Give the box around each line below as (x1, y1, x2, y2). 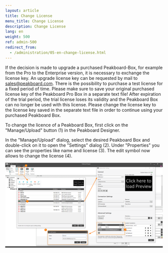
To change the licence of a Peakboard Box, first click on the (5, 122, 128, 128)
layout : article (5, 8, 39, 13)
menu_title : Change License (5, 18, 64, 23)
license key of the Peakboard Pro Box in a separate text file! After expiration (5, 91, 161, 97)
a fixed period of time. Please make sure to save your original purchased (5, 85, 154, 92)
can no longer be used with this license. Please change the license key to (5, 101, 156, 107)
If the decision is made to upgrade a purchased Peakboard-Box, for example (5, 64, 163, 70)
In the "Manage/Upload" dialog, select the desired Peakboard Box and (5, 137, 150, 143)
